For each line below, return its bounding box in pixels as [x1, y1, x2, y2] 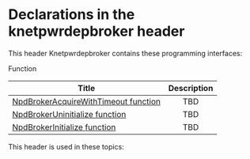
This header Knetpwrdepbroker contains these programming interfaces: [8, 48, 243, 58]
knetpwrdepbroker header [8, 22, 185, 40]
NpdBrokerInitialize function [12, 121, 116, 132]
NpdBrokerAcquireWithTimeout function [12, 96, 161, 107]
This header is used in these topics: [8, 142, 124, 151]
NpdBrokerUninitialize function [12, 108, 127, 119]
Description [168, 82, 214, 93]
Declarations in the [8, 6, 135, 24]
